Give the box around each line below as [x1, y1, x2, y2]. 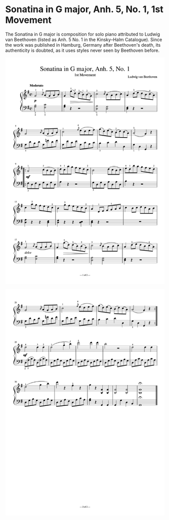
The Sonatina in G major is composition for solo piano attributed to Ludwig [5, 31, 160, 37]
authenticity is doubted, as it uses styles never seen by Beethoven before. [5, 47, 160, 53]
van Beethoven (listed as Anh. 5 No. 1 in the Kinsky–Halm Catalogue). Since [5, 37, 162, 43]
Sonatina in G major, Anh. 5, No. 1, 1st [5, 4, 163, 15]
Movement [5, 14, 52, 26]
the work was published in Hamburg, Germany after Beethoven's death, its [5, 42, 161, 48]
